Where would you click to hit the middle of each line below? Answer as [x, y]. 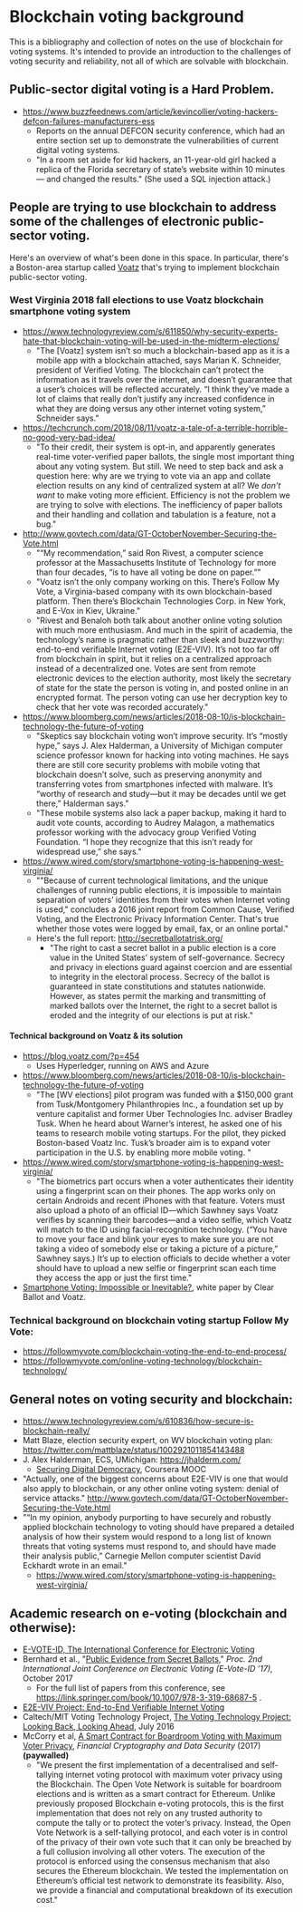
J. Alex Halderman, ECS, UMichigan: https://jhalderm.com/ [132, 1460]
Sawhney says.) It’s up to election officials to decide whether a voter [163, 1258]
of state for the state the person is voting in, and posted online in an [162, 687]
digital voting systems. [78, 150]
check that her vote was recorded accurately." [122, 707]
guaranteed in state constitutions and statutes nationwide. [158, 986]
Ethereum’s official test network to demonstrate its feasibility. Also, [160, 1880]
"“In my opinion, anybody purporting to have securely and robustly [147, 1518]
